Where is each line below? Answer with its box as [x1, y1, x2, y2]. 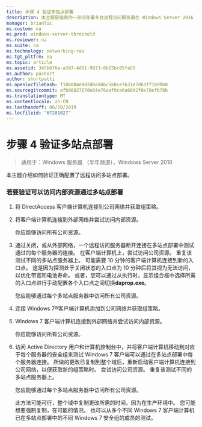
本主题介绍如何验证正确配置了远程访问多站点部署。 [6, 171, 133, 179]
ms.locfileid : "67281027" [6, 110, 71, 116]
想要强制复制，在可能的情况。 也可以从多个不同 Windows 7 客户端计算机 [14, 406, 195, 414]
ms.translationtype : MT [6, 93, 66, 99]
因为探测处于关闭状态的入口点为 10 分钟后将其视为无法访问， [43, 264, 194, 271]
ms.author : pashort [6, 71, 55, 77]
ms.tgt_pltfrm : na [6, 54, 52, 60]
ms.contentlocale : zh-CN [6, 98, 69, 104]
